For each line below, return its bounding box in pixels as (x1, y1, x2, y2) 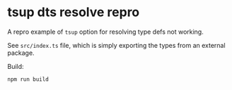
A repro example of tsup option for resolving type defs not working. (7, 27, 204, 36)
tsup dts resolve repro (7, 4, 140, 20)
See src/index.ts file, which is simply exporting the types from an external (7, 41, 226, 49)
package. (7, 49, 35, 57)
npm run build (7, 75, 50, 83)
